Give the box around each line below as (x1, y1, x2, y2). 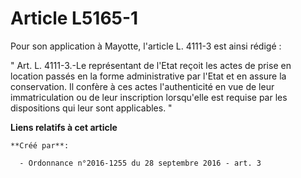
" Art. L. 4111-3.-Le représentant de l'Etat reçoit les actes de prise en (10, 59, 292, 71)
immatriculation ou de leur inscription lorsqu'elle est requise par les (10, 91, 288, 103)
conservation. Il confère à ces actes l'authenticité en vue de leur (10, 80, 275, 92)
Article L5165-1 (10, 7, 139, 30)
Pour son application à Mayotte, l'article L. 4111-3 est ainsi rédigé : (10, 40, 282, 52)
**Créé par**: (10, 140, 70, 151)
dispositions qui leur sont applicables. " (10, 102, 173, 114)
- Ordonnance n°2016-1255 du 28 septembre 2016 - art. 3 (19, 158, 262, 168)
